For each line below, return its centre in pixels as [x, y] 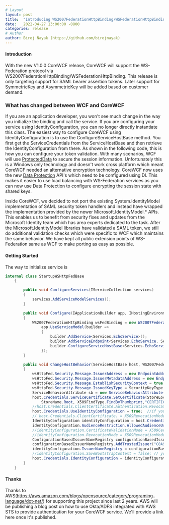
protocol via [41, 71]
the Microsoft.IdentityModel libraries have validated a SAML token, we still [82, 228]
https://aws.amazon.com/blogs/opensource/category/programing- [86, 496]
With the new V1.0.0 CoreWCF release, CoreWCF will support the [72, 66]
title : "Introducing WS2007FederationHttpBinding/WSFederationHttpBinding [86, 19]
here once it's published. [31, 517]
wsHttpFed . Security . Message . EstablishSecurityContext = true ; [99, 383]
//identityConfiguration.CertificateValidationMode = [90, 430]
